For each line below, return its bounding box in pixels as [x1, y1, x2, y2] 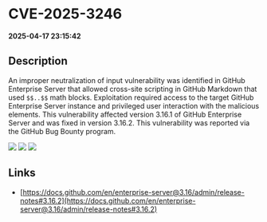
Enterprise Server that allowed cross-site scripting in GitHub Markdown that [8, 84, 257, 93]
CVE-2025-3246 [8, 5, 123, 23]
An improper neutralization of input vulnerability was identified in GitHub [8, 75, 245, 85]
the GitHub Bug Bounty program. [8, 126, 116, 136]
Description [8, 54, 68, 68]
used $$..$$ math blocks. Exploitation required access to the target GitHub [8, 93, 254, 102]
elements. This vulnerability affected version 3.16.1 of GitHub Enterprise [8, 109, 242, 119]
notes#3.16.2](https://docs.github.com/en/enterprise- [19, 196, 196, 205]
